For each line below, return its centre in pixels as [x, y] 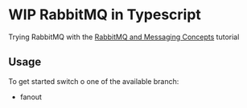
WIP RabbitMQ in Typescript [105, 15]
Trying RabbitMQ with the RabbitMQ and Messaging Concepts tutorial [124, 37]
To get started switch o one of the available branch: [94, 81]
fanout [31, 97]
